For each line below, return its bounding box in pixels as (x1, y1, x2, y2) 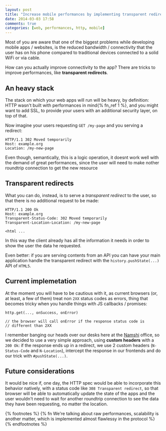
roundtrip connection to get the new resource (5, 165, 98, 171)
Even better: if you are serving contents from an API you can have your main (5, 252, 161, 258)
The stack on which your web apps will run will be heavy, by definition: (5, 97, 149, 103)
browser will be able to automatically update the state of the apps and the (5, 391, 155, 396)
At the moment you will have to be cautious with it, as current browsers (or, (5, 290, 158, 296)
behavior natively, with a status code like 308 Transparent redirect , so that (5, 386, 159, 392)
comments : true (5, 21, 37, 26)
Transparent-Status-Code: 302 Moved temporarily (5, 216, 107, 221)
